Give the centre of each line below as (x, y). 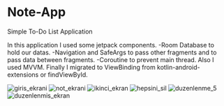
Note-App (37, 12)
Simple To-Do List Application (50, 31)
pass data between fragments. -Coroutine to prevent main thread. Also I (111, 59)
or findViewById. (64, 75)
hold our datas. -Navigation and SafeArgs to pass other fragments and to (112, 52)
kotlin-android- (178, 67)
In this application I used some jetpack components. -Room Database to (111, 45)
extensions (23, 75)
